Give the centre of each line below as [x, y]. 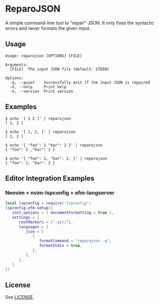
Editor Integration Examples [50, 178]
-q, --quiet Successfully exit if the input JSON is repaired [80, 82]
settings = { [25, 217]
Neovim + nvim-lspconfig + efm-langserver [60, 193]
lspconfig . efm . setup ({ [29, 208]
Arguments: [17, 65]
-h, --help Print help [38, 87]
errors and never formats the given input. [48, 28]
